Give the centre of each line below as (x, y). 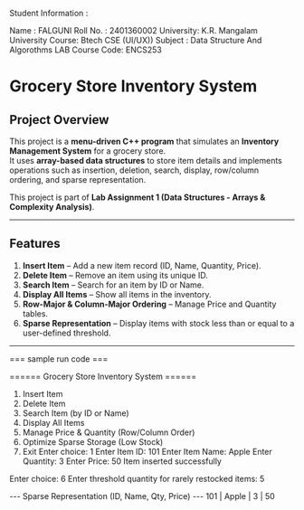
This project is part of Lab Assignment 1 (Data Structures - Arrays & (138, 197)
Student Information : (49, 13)
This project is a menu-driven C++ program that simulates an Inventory (144, 141)
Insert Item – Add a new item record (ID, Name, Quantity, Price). (142, 265)
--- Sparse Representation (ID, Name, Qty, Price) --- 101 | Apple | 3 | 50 (142, 496)
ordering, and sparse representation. (78, 179)
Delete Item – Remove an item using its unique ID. (115, 275)
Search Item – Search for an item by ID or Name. (113, 285)
